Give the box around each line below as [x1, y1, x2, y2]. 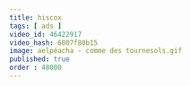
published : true [9, 55, 70, 64]
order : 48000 [9, 64, 63, 73]
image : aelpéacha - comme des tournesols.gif [9, 47, 182, 56]
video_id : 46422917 [9, 30, 82, 39]
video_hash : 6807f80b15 [9, 38, 99, 47]
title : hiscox [9, 13, 63, 22]
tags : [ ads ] [9, 21, 63, 30]
